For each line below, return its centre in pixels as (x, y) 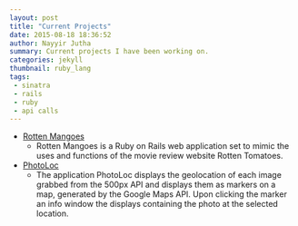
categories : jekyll (46, 60)
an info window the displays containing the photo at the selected (157, 204)
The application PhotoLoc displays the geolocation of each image (159, 175)
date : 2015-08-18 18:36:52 (60, 34)
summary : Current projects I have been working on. (109, 52)
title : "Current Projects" (60, 26)
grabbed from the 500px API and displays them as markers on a (156, 185)
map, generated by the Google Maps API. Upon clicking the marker (162, 194)
